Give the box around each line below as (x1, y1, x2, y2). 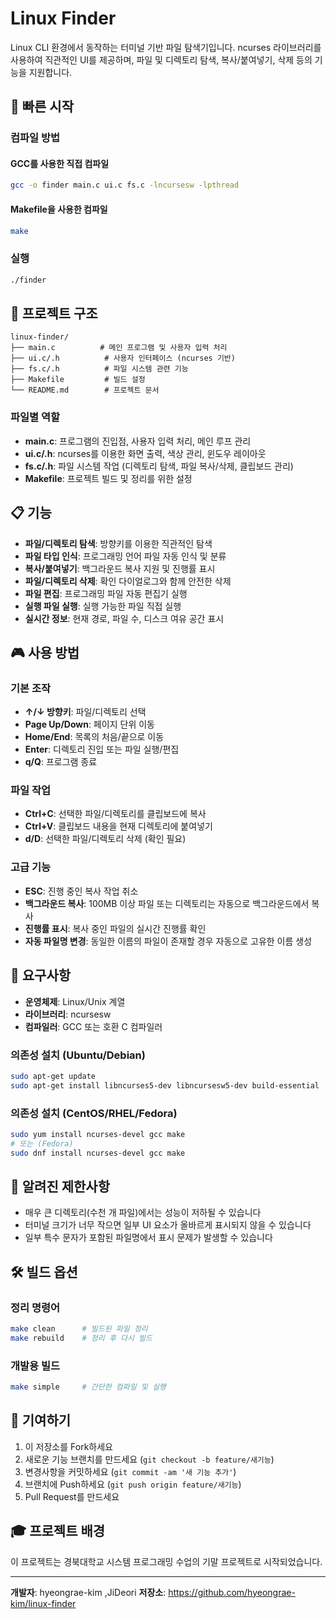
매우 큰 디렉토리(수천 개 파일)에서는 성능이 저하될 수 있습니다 (24, 1207, 262, 1219)
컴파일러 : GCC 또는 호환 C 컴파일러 (24, 1020, 163, 1032)
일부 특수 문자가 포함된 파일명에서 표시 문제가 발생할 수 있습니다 (24, 1232, 273, 1244)
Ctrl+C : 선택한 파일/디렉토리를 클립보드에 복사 (24, 808, 207, 820)
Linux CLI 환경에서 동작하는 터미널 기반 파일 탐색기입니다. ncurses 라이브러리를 (10, 41, 322, 53)
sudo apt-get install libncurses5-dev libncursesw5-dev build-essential (10, 1080, 320, 1091)
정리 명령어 (10, 1300, 61, 1314)
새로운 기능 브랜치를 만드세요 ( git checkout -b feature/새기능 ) (24, 1453, 275, 1465)
